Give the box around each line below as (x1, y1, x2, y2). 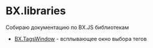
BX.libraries (5, 4, 67, 18)
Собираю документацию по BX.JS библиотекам (5, 24, 130, 31)
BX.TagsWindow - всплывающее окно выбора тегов (14, 35, 147, 42)
